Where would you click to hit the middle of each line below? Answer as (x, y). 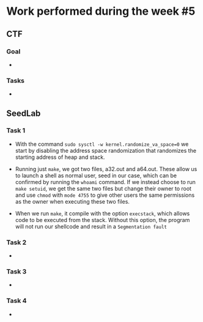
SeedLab (24, 113)
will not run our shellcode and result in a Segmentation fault (91, 226)
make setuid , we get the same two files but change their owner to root (103, 188)
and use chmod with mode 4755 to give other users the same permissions (105, 195)
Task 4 (17, 301)
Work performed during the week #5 (101, 11)
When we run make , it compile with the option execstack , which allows (102, 213)
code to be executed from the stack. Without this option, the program (102, 220)
